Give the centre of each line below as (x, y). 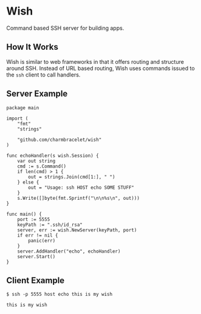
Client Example (36, 280)
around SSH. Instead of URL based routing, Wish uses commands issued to (101, 68)
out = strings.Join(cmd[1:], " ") (72, 177)
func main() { (24, 214)
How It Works (32, 47)
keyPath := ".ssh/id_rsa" (50, 225)
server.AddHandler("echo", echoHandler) (69, 251)
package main (23, 108)
